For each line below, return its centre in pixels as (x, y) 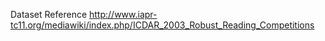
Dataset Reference (49, 14)
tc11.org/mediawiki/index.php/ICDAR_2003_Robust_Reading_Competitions (162, 25)
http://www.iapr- (123, 14)
